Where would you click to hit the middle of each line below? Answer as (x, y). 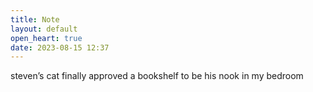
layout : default (44, 29)
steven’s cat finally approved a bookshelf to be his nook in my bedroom (157, 76)
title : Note (35, 19)
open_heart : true (46, 38)
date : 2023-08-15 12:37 (60, 47)
